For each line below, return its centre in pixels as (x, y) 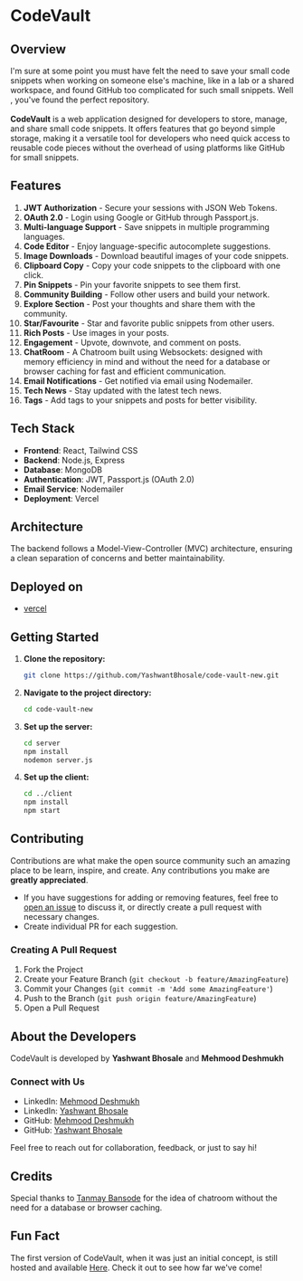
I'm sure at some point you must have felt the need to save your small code (150, 71)
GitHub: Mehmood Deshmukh (79, 1121)
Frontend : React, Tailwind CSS (80, 450)
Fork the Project (53, 970)
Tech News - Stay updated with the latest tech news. (123, 390)
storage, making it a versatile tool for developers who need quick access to (150, 138)
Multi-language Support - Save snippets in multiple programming (147, 226)
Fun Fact (35, 1236)
